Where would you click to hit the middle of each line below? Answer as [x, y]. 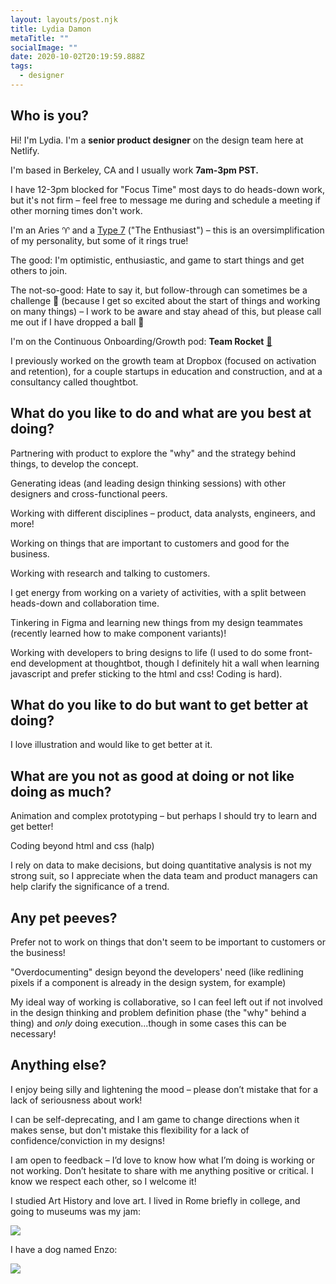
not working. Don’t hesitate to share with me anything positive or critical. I [162, 1170]
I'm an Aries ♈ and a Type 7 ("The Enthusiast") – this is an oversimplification [167, 230]
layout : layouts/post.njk [64, 19]
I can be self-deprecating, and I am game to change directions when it [155, 1119]
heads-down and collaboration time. [85, 603]
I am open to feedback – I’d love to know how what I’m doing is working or [162, 1160]
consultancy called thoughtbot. [74, 382]
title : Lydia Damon [51, 29]
